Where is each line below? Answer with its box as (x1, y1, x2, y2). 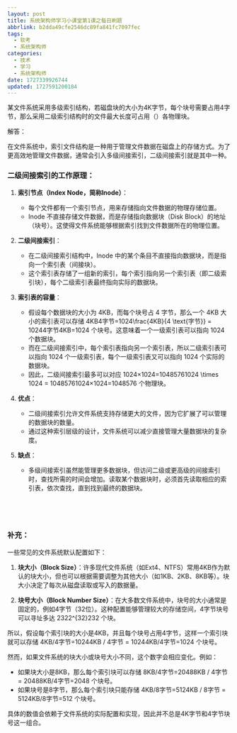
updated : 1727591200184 (7, 83, 78, 90)
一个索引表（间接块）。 (34, 260, 100, 268)
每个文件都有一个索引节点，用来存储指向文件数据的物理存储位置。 (28, 203, 221, 211)
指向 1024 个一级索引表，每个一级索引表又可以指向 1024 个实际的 (34, 352, 225, 360)
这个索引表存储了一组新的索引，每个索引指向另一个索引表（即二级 (28, 269, 221, 277)
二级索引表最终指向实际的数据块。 (62, 277, 162, 286)
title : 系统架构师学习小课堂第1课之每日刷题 (7, 17, 122, 24)
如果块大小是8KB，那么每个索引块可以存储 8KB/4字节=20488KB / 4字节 (17, 668, 228, 676)
